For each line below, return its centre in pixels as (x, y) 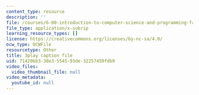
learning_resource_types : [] (42, 34)
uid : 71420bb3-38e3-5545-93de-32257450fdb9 (61, 61)
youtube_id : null (33, 83)
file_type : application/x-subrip (47, 28)
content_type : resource (36, 12)
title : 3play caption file (39, 55)
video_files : (22, 66)
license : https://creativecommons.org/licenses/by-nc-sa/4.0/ (84, 39)
